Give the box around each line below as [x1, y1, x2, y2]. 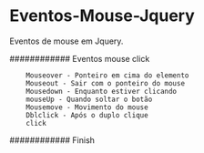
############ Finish [9, 134, 96, 146]
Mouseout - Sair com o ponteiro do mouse [25, 78, 185, 87]
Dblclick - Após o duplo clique [25, 110, 148, 119]
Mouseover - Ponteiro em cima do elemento [25, 70, 189, 80]
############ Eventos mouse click [9, 53, 150, 64]
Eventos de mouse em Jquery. [9, 36, 124, 46]
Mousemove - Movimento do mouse [25, 102, 148, 112]
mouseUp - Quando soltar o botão [25, 95, 153, 104]
